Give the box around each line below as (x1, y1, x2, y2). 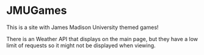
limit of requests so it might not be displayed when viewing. (6, 42, 156, 49)
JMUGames (6, 4, 67, 18)
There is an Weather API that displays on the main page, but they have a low (6, 35, 199, 42)
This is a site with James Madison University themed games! (6, 24, 159, 31)
